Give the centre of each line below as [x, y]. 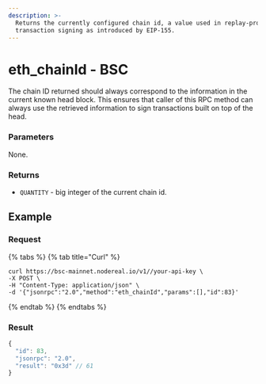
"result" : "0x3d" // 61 [54, 366]
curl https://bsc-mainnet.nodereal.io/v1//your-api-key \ [106, 271]
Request [25, 240]
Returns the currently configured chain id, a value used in [118, 23]
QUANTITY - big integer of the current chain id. [93, 192]
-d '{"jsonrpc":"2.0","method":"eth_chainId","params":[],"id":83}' [123, 292]
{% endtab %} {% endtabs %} [57, 306]
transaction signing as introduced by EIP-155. [95, 30]
